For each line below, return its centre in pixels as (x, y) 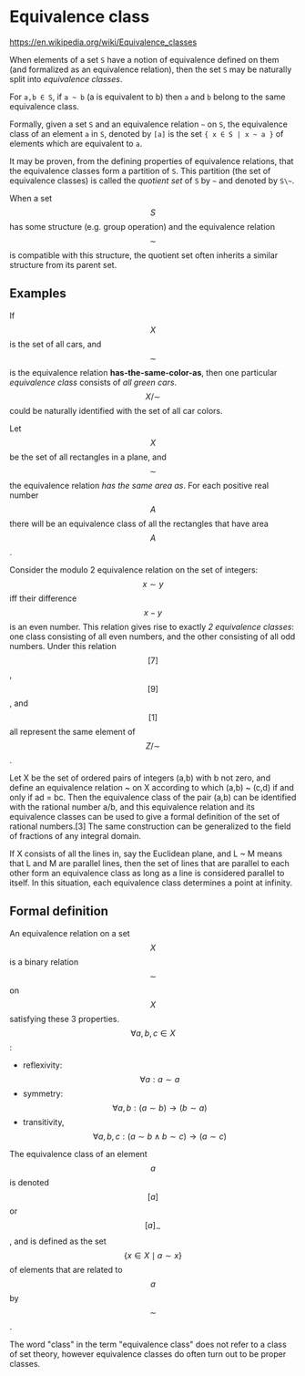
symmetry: (43, 1093)
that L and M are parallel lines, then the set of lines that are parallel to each (149, 863)
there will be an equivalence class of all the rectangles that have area (139, 523)
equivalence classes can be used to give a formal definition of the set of (145, 816)
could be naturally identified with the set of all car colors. (116, 410)
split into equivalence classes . (66, 78)
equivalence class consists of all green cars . (93, 382)
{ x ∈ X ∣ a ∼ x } (153, 1256)
